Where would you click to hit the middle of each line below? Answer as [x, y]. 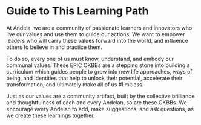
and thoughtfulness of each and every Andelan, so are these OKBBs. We [97, 102]
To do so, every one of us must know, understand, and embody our [90, 59]
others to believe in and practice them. [54, 47]
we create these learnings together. [51, 115]
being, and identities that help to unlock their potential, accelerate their [94, 78]
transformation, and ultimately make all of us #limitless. [75, 84]
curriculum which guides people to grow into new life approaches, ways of [99, 71]
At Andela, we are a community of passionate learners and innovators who [99, 28]
